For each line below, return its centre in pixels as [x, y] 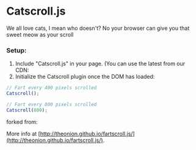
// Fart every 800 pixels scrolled [52, 104]
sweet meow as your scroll [40, 34]
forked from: [22, 122]
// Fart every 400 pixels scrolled [52, 88]
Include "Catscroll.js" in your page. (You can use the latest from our [100, 64]
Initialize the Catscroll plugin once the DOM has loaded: [85, 77]
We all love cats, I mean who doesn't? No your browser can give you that [98, 28]
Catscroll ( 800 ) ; [27, 110]
